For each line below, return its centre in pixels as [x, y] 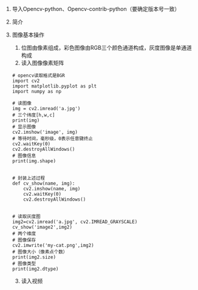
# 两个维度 [24, 233]
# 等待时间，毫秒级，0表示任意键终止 [52, 139]
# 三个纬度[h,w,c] [33, 115]
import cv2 [26, 81]
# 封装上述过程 [29, 178]
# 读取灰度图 [26, 216]
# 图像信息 [24, 156]
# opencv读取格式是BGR [38, 75]
